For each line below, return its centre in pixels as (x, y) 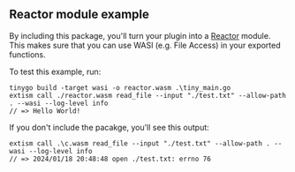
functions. (27, 54)
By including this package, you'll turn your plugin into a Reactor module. (140, 35)
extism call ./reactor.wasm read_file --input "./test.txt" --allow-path (148, 95)
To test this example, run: (55, 71)
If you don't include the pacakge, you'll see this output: (109, 127)
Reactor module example (79, 15)
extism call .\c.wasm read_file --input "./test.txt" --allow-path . (140, 143)
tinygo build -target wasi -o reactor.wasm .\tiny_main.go (120, 87)
